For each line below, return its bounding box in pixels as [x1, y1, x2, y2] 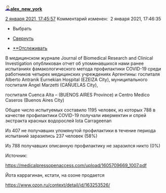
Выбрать [12, 26, 32, 31]
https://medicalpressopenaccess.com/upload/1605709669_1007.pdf [5, 163, 147, 168]
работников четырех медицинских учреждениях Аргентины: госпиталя [5, 71, 160, 77]
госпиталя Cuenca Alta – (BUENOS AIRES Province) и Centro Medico [5, 92, 150, 98]
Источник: [5, 152, 28, 159]
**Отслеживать [12, 45, 48, 51]
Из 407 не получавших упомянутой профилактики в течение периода [5, 128, 156, 133]
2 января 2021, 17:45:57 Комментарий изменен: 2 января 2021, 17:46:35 [5, 16, 161, 22]
